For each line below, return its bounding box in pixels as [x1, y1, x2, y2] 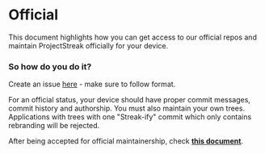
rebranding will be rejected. [8, 121, 100, 131]
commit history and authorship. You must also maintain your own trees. [8, 103, 245, 114]
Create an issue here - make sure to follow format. [8, 79, 176, 89]
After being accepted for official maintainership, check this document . [8, 136, 244, 146]
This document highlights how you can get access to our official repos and [8, 32, 257, 42]
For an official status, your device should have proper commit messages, [8, 95, 250, 105]
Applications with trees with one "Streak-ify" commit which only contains [8, 112, 252, 122]
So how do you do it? [8, 60, 92, 72]
